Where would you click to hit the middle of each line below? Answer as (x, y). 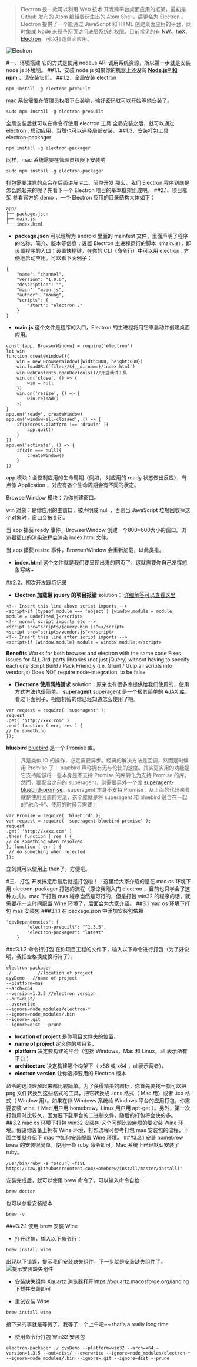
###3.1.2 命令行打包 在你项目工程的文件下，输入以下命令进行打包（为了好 (95, 949)
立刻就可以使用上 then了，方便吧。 (49, 869)
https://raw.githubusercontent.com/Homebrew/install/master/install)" (94, 1169)
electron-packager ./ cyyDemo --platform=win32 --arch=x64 (80, 1348)
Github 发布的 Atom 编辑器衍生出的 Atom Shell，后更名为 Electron (100, 17)
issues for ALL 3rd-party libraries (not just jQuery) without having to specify (98, 660)
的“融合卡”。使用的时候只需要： (59, 805)
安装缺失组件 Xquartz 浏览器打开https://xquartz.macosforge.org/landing (102, 1281)
